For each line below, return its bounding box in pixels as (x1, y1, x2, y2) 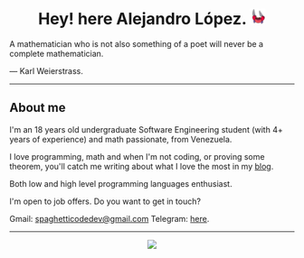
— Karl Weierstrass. (9, 65, 84, 76)
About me (9, 100, 66, 115)
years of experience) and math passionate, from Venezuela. (9, 134, 233, 144)
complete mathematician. (9, 48, 104, 59)
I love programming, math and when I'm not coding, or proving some (9, 151, 265, 161)
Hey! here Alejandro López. (37, 9, 247, 30)
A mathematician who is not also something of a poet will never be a (9, 38, 264, 49)
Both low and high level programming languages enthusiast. (9, 178, 233, 189)
